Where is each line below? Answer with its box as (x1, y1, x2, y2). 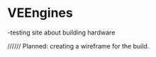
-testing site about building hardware (7, 28, 116, 37)
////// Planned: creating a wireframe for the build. (7, 42, 150, 50)
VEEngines (7, 5, 73, 21)
